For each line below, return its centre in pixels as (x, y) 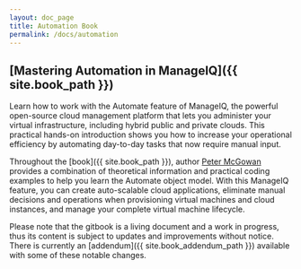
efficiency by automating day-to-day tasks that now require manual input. (145, 144)
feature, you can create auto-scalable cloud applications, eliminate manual (147, 190)
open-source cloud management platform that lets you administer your (141, 116)
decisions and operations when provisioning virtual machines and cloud (142, 200)
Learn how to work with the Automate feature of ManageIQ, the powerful (144, 106)
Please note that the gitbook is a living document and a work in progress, (145, 227)
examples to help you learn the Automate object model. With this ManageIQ (149, 181)
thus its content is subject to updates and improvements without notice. (142, 236)
